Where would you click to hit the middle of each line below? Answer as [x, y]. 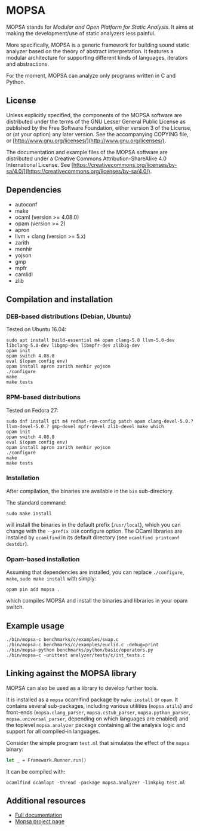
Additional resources [46, 801]
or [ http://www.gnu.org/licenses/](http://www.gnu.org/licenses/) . [86, 140]
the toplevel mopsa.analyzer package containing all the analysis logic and [96, 725]
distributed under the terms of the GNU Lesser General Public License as [96, 121]
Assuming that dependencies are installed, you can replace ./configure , [95, 572]
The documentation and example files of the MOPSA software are [87, 152]
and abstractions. [28, 64]
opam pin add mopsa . [33, 589]
